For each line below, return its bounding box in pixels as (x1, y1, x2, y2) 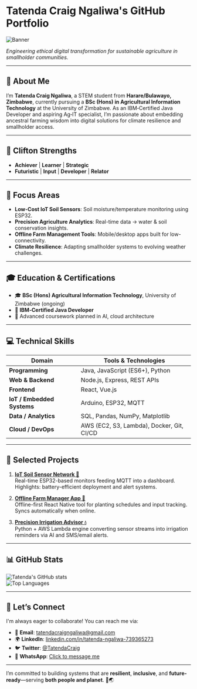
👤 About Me (6, 76, 50, 86)
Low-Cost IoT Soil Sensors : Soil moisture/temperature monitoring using (14, 206, 189, 213)
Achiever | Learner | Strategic (14, 161, 89, 168)
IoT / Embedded (9, 395, 55, 403)
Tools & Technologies (103, 357, 165, 364)
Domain (31, 357, 53, 364)
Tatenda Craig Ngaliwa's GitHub (6, 4, 165, 18)
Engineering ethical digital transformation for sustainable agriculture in (6, 47, 178, 54)
